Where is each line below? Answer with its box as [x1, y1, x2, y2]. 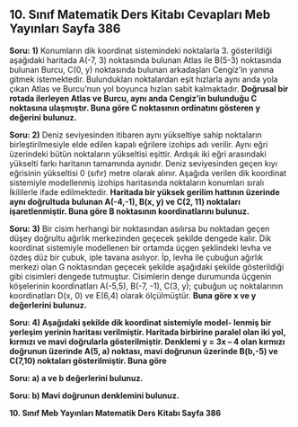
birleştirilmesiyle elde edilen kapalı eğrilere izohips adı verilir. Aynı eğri [9, 138, 268, 149]
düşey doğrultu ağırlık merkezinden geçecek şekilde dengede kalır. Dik [9, 233, 272, 244]
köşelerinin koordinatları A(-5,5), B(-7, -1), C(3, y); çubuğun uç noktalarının [9, 280, 284, 291]
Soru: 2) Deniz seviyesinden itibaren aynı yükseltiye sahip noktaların [9, 129, 262, 140]
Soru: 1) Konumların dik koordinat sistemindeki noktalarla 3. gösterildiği [9, 45, 272, 56]
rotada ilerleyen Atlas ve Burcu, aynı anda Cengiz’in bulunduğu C [9, 93, 258, 103]
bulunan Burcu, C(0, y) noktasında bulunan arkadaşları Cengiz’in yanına [9, 64, 275, 75]
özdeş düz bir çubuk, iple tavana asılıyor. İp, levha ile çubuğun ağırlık [9, 252, 263, 262]
